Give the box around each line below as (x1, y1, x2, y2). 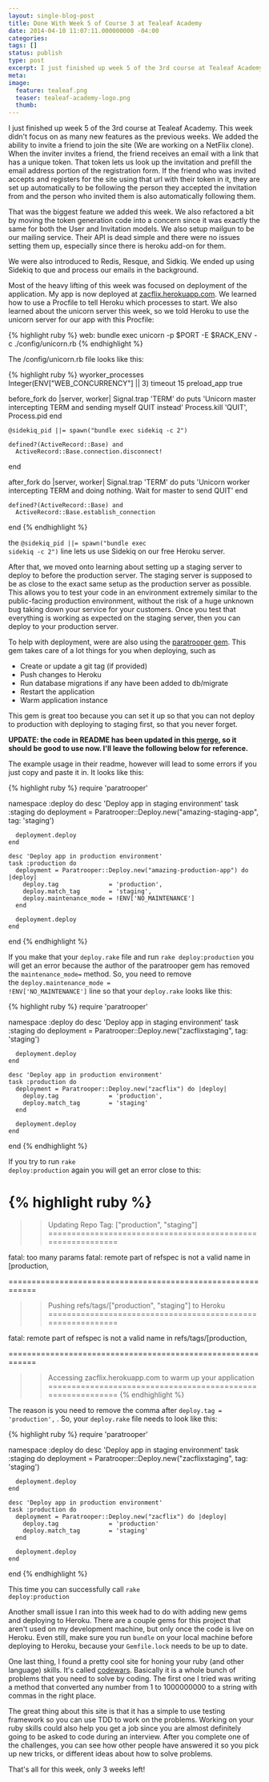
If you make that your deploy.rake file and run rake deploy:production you (8, 952, 255, 962)
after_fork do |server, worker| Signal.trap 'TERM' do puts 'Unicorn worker (8, 477, 251, 487)
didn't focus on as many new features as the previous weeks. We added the (8, 132, 259, 141)
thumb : (15, 101, 38, 109)
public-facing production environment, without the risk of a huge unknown (8, 596, 255, 606)
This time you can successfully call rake (8, 1585, 140, 1594)
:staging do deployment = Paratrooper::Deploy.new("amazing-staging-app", (8, 807, 259, 817)
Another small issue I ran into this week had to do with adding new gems (8, 1607, 247, 1617)
